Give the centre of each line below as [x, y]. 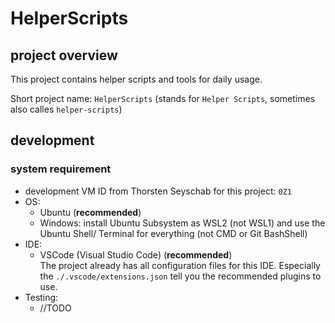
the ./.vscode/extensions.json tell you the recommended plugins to [180, 276]
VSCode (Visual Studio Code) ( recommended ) [136, 254]
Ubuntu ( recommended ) [90, 212]
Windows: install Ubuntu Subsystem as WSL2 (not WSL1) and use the [182, 223]
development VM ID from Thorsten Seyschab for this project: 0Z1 [158, 191]
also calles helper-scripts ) [66, 109]
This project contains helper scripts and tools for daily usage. [136, 79]
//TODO [55, 308]
